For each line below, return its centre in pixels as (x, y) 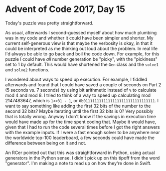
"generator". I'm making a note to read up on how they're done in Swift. (78, 163)
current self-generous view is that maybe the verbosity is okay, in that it (79, 43)
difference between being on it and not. (46, 143)
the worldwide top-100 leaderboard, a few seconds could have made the (80, 138)
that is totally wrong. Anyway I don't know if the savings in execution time (81, 116)
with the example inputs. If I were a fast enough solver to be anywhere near (83, 132)
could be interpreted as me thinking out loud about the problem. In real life (82, 48)
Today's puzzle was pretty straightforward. (49, 23)
